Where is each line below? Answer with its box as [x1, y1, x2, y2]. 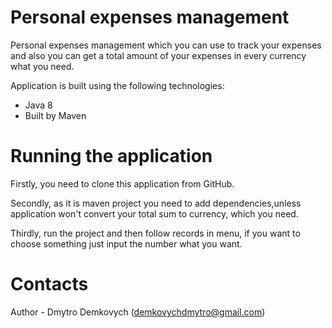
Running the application [10, 145, 213, 168]
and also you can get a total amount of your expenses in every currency [10, 49, 307, 61]
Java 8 [24, 99, 53, 111]
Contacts [10, 273, 89, 296]
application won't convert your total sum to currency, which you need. [10, 207, 299, 220]
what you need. [10, 60, 75, 72]
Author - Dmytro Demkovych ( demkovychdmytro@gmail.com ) [10, 306, 266, 318]
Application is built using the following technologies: [10, 79, 225, 91]
